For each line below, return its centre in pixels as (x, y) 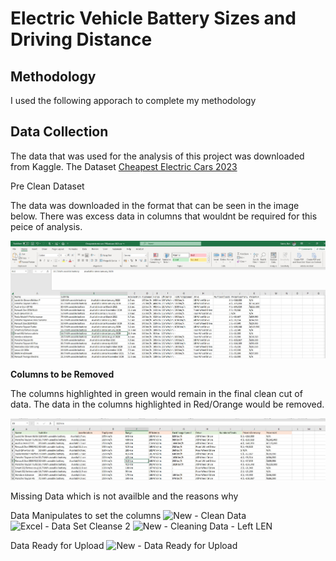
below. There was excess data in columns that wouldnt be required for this (164, 216)
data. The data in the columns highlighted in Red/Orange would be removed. (167, 404)
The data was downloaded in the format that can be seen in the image (155, 205)
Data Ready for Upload (57, 545)
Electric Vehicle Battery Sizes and (153, 18)
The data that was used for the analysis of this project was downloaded (157, 156)
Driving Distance (81, 39)
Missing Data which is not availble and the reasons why (124, 496)
